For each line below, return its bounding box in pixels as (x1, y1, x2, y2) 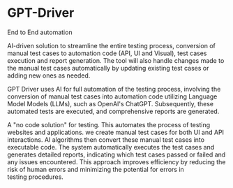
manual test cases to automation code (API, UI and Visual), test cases (7, 49, 207, 57)
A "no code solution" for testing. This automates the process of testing (7, 120, 211, 129)
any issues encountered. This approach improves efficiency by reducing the (7, 157, 226, 166)
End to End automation (7, 28, 73, 36)
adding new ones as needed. (7, 71, 91, 80)
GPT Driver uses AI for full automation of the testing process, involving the (7, 85, 221, 93)
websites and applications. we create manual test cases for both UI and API (7, 128, 225, 136)
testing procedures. (7, 173, 64, 181)
